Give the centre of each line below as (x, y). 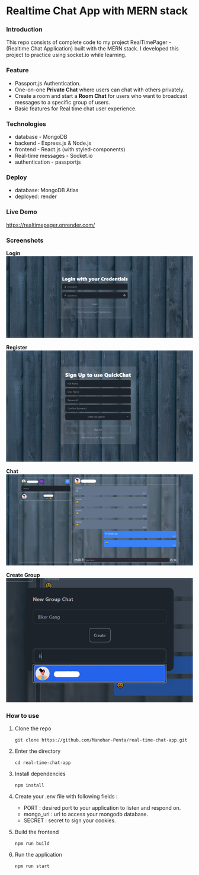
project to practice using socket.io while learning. (66, 55)
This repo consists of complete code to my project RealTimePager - (89, 42)
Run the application (38, 855)
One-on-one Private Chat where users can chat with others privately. (99, 90)
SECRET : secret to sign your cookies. (70, 820)
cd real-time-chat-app (43, 763)
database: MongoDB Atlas (46, 190)
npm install (29, 785)
